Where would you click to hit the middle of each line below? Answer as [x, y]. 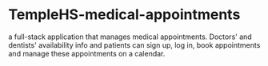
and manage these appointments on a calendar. [87, 53]
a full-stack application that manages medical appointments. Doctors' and [130, 37]
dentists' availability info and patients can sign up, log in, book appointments [134, 45]
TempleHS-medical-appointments [124, 15]
